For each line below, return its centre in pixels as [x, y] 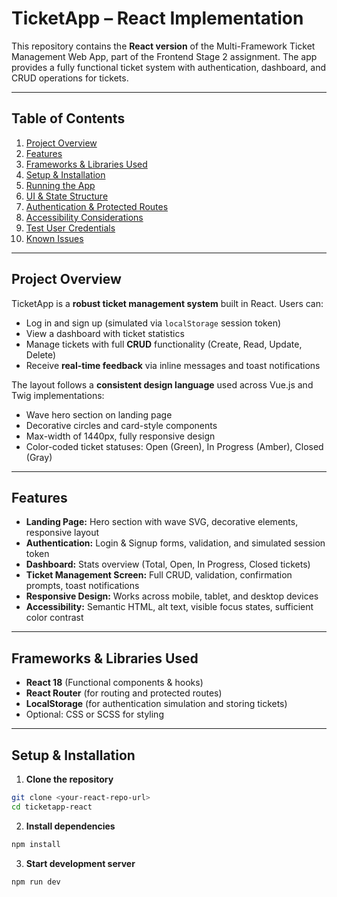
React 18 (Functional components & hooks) [114, 683]
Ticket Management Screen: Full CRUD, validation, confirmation [159, 575]
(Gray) [39, 457]
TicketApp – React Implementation [157, 18]
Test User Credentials [70, 228]
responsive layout [62, 533]
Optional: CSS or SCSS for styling [94, 714]
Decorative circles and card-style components [121, 425]
